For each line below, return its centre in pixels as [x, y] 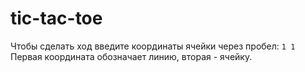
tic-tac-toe [56, 18]
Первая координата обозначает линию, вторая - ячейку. [131, 56]
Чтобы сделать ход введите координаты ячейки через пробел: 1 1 [153, 46]
